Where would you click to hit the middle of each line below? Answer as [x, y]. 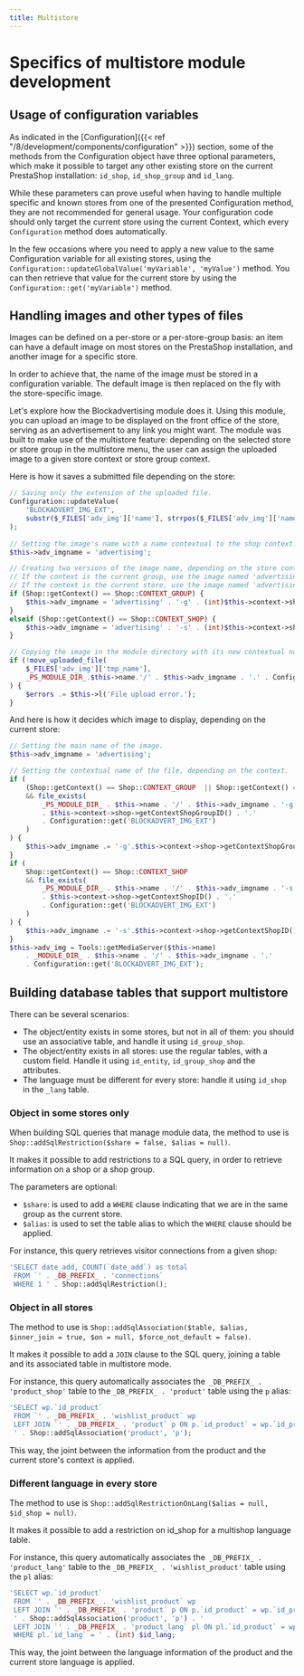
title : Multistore [44, 18]
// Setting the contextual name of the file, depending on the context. [149, 771]
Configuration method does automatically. [88, 231]
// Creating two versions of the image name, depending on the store [143, 568]
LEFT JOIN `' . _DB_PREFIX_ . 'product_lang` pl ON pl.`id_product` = [149, 1627]
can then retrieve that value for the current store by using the [123, 278]
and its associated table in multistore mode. [90, 1364]
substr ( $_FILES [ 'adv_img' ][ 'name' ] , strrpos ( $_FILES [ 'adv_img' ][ [152, 519]
